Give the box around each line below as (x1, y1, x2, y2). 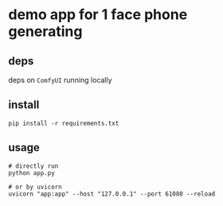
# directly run (8, 161, 59, 170)
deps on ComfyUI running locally (8, 76, 113, 84)
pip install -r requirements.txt (8, 119, 119, 127)
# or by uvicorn (8, 183, 62, 191)
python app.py (8, 169, 56, 177)
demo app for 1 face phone (8, 6, 188, 24)
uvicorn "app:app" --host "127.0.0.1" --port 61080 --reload (8, 189, 216, 198)
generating (8, 22, 83, 41)
